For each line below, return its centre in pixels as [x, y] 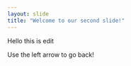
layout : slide [28, 14]
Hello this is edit [31, 40]
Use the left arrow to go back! [51, 55]
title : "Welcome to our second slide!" [66, 21]
